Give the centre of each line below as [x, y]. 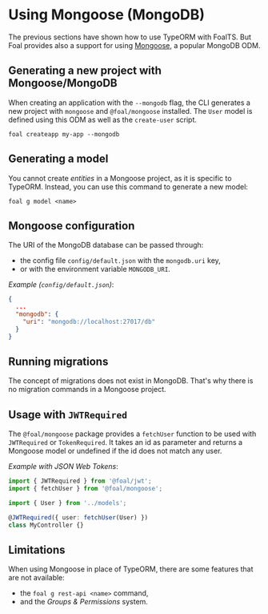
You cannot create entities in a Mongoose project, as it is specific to [120, 178]
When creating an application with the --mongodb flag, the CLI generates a [129, 103]
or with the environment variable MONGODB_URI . [95, 269]
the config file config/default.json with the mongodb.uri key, [120, 261]
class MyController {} [46, 525]
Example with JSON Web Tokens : [63, 467]
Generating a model [58, 159]
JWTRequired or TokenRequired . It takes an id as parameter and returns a [125, 442]
